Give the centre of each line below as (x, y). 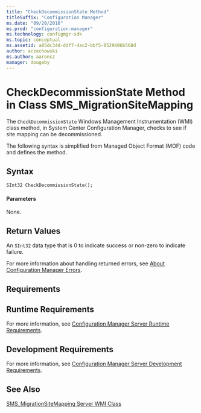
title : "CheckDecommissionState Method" (58, 12)
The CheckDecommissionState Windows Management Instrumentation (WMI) (100, 122)
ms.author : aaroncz (31, 57)
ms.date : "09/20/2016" (35, 23)
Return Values (33, 231)
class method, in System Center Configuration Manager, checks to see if (97, 128)
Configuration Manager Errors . (44, 270)
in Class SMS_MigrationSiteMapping (100, 105)
